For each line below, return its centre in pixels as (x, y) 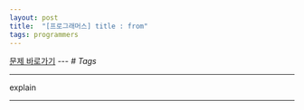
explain (23, 87)
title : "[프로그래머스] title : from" (79, 26)
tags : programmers (44, 34)
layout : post (34, 18)
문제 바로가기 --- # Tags (53, 61)
